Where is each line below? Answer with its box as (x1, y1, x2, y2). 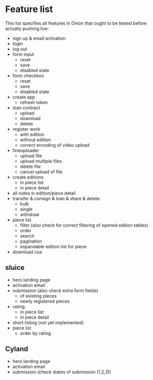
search (20, 233, 35, 239)
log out (12, 46, 28, 52)
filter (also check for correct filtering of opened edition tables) (20, 222, 148, 228)
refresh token (20, 99, 48, 105)
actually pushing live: (5, 25, 49, 31)
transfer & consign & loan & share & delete (12, 195, 100, 202)
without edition (20, 137, 51, 143)
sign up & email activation (12, 35, 66, 41)
